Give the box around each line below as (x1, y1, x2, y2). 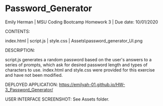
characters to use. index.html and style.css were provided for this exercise (5, 67, 155, 73)
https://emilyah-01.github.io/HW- (59, 81, 125, 88)
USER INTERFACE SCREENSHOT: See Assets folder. (5, 96, 110, 102)
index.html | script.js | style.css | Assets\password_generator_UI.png (5, 37, 143, 44)
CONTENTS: (5, 28, 30, 34)
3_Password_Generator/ (5, 87, 53, 92)
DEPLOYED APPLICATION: (5, 81, 58, 88)
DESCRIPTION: (5, 47, 35, 53)
